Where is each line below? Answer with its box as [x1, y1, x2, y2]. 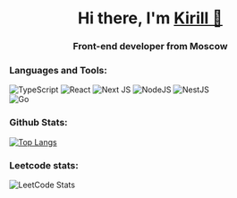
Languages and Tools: [9, 65, 107, 77]
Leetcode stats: [9, 159, 79, 171]
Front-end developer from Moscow [72, 40, 228, 53]
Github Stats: [9, 116, 69, 129]
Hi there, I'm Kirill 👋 [77, 8, 224, 29]
